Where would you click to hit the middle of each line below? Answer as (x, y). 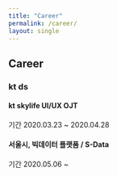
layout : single (34, 31)
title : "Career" (36, 16)
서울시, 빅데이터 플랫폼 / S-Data (59, 145)
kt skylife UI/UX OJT (43, 106)
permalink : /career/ (43, 23)
